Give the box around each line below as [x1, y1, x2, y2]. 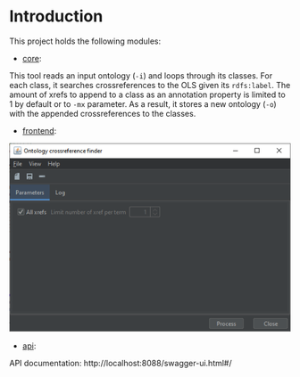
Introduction [9, 6, 104, 27]
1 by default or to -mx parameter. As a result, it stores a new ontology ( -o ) [9, 98, 277, 109]
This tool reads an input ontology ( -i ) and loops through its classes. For [9, 70, 273, 81]
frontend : [21, 125, 57, 135]
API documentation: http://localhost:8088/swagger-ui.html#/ [9, 357, 232, 368]
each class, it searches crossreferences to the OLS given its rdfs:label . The [9, 79, 291, 90]
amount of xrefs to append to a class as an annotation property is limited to [9, 89, 286, 100]
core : [21, 53, 42, 63]
